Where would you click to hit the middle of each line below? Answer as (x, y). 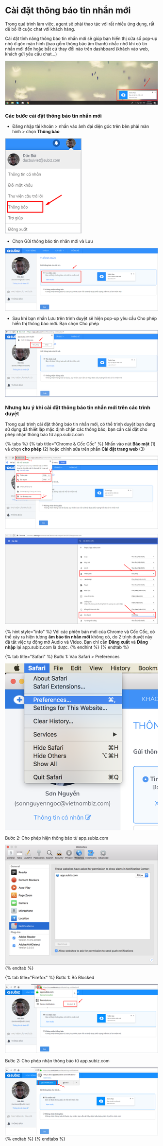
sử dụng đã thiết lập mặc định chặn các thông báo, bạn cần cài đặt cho (76, 429)
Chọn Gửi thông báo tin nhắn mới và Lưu (52, 241)
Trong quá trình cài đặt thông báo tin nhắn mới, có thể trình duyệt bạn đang (80, 424)
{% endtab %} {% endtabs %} (35, 1139)
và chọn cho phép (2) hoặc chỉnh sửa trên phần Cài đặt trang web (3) (75, 449)
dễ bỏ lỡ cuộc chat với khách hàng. (40, 29)
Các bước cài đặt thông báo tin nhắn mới (53, 116)
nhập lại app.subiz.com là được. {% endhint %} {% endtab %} (67, 647)
